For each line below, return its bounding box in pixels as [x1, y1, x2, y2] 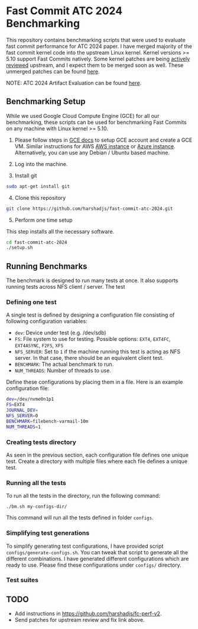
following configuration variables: [6, 318, 87, 325]
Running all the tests [6, 478, 66, 487]
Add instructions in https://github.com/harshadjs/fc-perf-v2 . [14, 610, 162, 617]
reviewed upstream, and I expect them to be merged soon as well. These [6, 61, 184, 69]
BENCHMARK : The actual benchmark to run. [14, 360, 114, 368]
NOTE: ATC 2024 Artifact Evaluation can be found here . [6, 79, 142, 87]
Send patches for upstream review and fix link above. [14, 617, 145, 624]
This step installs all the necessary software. [6, 228, 115, 235]
